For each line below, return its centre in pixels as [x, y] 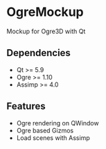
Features [26, 106]
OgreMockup [45, 12]
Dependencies [38, 53]
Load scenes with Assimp [53, 138]
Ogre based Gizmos [45, 130]
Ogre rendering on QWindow [58, 123]
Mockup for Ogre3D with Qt [46, 31]
